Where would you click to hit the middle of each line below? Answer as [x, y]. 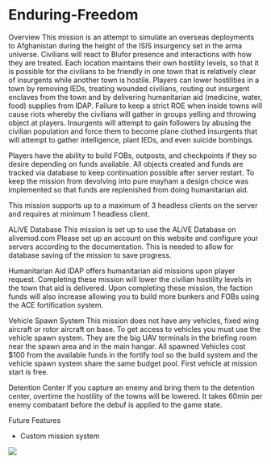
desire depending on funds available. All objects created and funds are [126, 164]
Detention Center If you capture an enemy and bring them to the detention [132, 387]
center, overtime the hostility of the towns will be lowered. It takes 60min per [135, 396]
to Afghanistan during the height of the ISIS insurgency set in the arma [125, 45]
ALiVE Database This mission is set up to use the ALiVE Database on [122, 229]
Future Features [35, 420]
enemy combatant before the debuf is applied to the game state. [115, 404]
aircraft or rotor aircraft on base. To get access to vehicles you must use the [134, 329]
